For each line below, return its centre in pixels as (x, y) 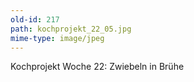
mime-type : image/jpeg (57, 38)
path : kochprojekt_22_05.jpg (71, 29)
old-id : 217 (35, 19)
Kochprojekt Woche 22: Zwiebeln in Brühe (97, 67)
